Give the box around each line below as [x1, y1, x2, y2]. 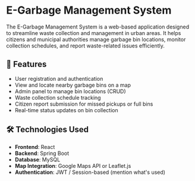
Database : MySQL [14, 155, 61, 163]
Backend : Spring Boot [14, 150, 70, 157]
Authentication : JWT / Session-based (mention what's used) [14, 169, 165, 176]
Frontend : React [14, 143, 55, 150]
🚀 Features [6, 59, 47, 69]
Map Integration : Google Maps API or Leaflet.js [14, 162, 131, 169]
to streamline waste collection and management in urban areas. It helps [6, 29, 181, 36]
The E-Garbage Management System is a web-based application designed [6, 23, 189, 30]
